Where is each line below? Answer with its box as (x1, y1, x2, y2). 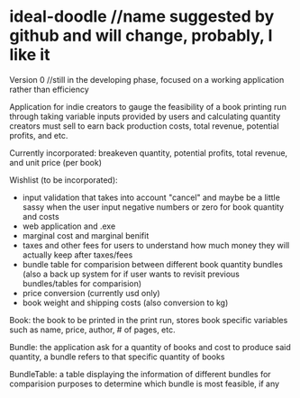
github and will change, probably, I (9, 25, 273, 46)
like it (9, 45, 50, 65)
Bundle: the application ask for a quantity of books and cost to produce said (9, 341, 291, 352)
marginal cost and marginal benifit (22, 230, 150, 240)
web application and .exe (22, 221, 116, 231)
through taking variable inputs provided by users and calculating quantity (9, 111, 281, 122)
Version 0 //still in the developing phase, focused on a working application (9, 74, 285, 85)
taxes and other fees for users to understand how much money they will (22, 240, 290, 250)
